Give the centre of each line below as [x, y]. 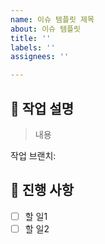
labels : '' [33, 47]
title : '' [31, 38]
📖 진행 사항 [42, 190]
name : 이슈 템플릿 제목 [52, 19]
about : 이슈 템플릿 [45, 29]
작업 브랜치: [33, 155]
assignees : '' [40, 57]
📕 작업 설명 [42, 108]
